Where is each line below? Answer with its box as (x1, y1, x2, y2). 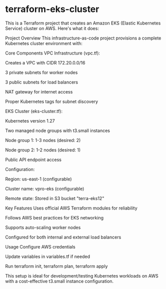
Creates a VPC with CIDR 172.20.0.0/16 (5, 59, 85, 65)
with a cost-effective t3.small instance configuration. (5, 278, 114, 284)
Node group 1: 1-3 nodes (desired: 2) (5, 137, 81, 143)
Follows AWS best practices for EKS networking (5, 214, 104, 220)
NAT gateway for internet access (5, 88, 73, 94)
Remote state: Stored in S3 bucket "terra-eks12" (5, 195, 104, 201)
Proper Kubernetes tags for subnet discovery (5, 98, 98, 104)
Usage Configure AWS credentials (5, 243, 76, 249)
